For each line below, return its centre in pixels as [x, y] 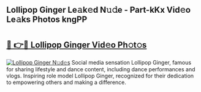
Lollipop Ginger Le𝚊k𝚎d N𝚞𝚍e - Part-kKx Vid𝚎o [99, 10]
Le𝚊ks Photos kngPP [47, 20]
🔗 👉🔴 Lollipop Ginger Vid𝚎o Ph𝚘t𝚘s [77, 45]
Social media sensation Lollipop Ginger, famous [131, 62]
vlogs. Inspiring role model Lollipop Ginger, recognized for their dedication [100, 76]
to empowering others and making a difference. [66, 82]
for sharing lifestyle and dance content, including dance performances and [101, 69]
